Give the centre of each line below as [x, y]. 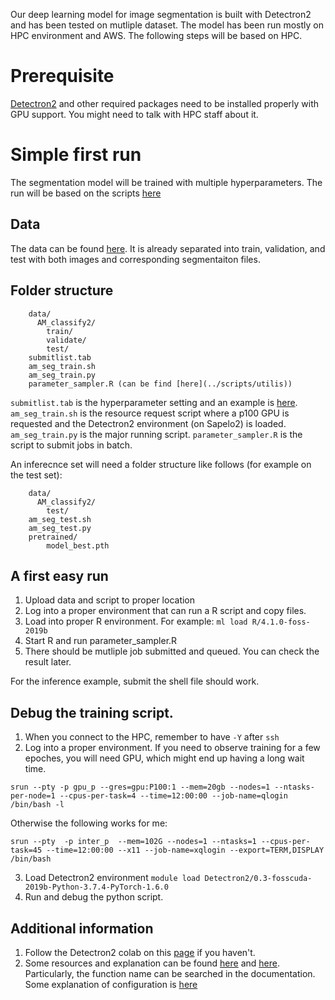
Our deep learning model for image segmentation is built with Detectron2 [161, 14]
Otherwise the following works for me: [89, 823]
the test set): [36, 475]
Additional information [82, 928]
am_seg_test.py [60, 528]
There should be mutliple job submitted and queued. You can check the [172, 651]
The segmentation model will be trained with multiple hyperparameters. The [166, 182]
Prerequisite [62, 76]
